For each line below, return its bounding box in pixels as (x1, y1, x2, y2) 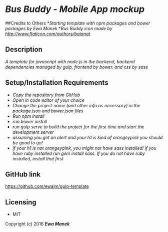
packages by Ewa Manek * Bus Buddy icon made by (5, 25, 112, 31)
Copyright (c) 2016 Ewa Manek (5, 221, 70, 227)
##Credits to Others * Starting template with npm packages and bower (5, 20, 150, 26)
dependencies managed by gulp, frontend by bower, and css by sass (5, 64, 148, 70)
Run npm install (12, 113, 45, 119)
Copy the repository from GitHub (12, 92, 80, 98)
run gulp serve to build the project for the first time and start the (12, 124, 144, 130)
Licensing (5, 198, 36, 206)
